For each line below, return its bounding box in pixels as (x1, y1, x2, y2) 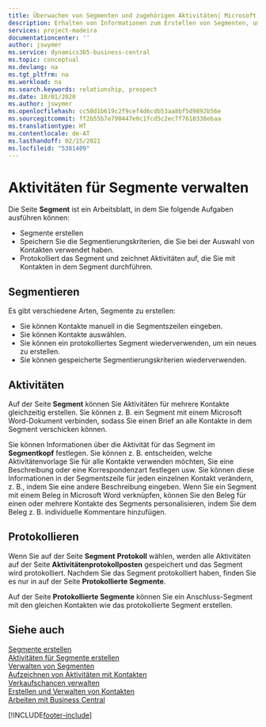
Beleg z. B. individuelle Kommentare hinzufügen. (8, 507, 167, 516)
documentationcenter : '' (8, 33, 90, 42)
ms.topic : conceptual (8, 56, 80, 64)
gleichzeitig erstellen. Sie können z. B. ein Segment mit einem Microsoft (8, 408, 242, 417)
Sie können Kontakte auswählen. (19, 330, 127, 339)
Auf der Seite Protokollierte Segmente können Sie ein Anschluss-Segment (8, 591, 253, 601)
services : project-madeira (8, 26, 97, 34)
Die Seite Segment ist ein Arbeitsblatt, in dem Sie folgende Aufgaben (8, 205, 234, 214)
